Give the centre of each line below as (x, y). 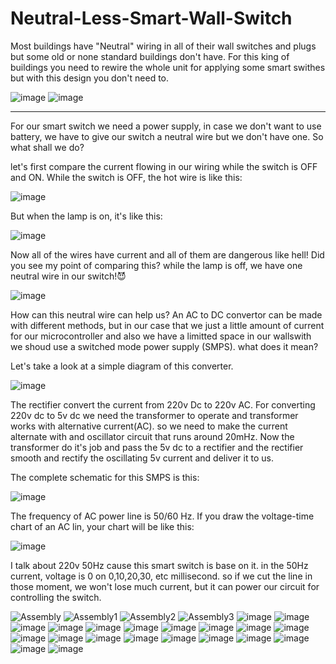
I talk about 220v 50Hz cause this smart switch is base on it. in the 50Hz (159, 565)
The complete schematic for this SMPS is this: (105, 477)
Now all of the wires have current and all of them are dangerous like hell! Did (167, 254)
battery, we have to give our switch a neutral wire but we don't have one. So (167, 136)
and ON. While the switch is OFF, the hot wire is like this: (126, 177)
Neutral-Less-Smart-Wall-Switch (151, 18)
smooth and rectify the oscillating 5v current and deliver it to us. (142, 458)
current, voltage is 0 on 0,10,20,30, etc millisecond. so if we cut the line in (161, 576)
